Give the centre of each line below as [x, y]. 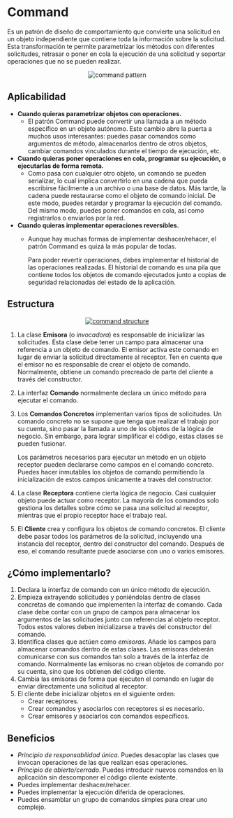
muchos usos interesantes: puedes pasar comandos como [112, 136]
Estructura [31, 304]
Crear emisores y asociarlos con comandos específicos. [108, 716]
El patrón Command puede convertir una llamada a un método [117, 121]
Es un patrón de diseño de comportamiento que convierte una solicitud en [114, 31]
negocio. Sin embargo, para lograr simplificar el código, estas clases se [120, 436]
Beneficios [31, 738]
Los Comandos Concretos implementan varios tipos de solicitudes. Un [119, 414]
